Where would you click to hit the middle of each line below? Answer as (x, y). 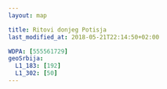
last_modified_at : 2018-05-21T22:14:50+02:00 (83, 37)
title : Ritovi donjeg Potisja (58, 30)
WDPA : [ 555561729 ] (38, 51)
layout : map (27, 15)
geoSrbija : (26, 59)
